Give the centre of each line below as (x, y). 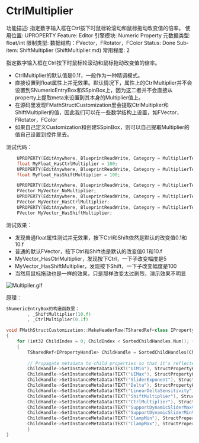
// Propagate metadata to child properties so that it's (99, 363)
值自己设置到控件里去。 (43, 134)
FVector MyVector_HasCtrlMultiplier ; (63, 202)
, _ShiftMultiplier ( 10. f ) (60, 314)
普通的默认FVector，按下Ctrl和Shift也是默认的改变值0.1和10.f (89, 251)
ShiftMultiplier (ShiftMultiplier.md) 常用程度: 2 (75, 50)
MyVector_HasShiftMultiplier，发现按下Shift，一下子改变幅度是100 (96, 266)
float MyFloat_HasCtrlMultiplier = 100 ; (67, 164)
